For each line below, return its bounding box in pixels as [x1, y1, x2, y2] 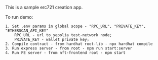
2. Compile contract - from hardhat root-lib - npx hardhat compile [5, 41, 153, 46]
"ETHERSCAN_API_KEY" [5, 28, 49, 33]
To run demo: [5, 14, 33, 20]
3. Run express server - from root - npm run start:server [5, 46, 133, 51]
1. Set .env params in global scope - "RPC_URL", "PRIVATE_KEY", [5, 24, 146, 29]
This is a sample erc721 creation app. [5, 5, 83, 10]
